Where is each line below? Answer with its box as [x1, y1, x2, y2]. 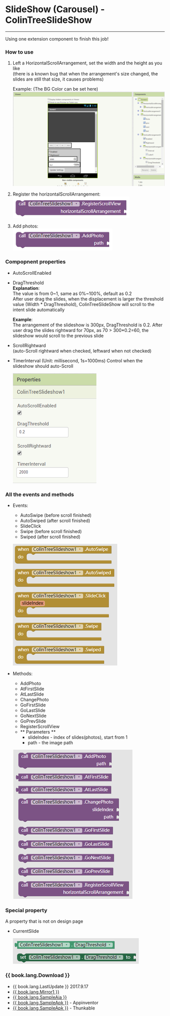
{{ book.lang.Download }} [5, 972, 70, 979]
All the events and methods [5, 491, 74, 498]
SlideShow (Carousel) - [5, 4, 105, 15]
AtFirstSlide [20, 686, 45, 692]
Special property [5, 907, 48, 914]
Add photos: [12, 223, 39, 229]
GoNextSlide [20, 713, 47, 719]
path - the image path [27, 740, 73, 746]
